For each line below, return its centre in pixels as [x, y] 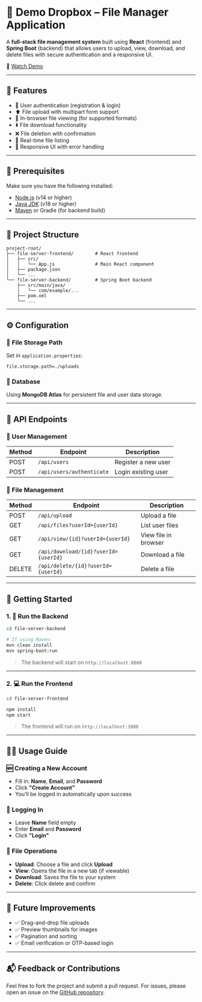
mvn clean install [29, 645]
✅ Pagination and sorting [46, 936]
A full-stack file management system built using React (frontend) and [94, 42]
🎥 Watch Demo [25, 66]
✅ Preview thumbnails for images [56, 929]
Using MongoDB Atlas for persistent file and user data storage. [85, 395]
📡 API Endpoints [37, 419]
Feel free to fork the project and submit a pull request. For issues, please [96, 986]
